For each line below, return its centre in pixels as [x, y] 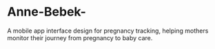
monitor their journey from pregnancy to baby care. [80, 37]
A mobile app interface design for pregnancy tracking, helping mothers [108, 31]
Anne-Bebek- [47, 12]
